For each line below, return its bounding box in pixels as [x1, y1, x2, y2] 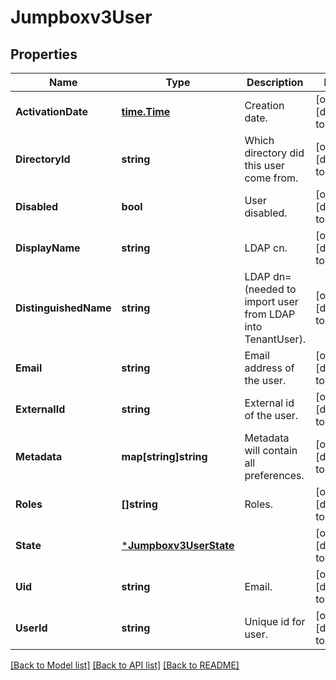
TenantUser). [244, 332, 307, 346]
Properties [10, 46, 78, 63]
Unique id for [244, 615, 306, 628]
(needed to [244, 282, 297, 296]
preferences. [244, 469, 305, 482]
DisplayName [15, 241, 81, 255]
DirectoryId [15, 152, 71, 166]
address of [244, 361, 295, 375]
